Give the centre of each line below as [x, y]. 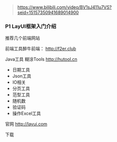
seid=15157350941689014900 [48, 12]
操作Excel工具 [27, 114]
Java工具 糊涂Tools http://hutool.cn [41, 59]
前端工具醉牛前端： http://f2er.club [41, 49]
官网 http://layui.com [26, 124]
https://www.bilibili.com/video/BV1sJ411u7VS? [64, 7]
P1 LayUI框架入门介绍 [31, 26]
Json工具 [22, 76]
